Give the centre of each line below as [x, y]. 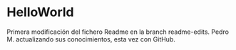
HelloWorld [40, 12]
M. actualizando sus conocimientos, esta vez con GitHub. [91, 39]
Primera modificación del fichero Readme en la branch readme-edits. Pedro [118, 32]
